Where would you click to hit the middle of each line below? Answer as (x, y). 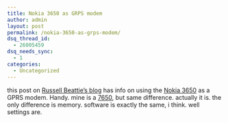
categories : (24, 64)
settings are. (25, 112)
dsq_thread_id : (29, 39)
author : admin (27, 20)
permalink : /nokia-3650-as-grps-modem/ (64, 32)
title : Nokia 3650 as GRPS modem (55, 13)
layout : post (26, 26)
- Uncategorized (36, 70)
